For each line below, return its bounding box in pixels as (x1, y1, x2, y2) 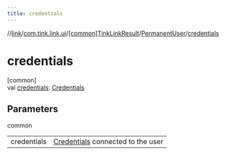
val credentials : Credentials (7, 83, 85, 92)
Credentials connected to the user (53, 137, 164, 147)
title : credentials (7, 10, 63, 17)
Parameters (7, 103, 59, 114)
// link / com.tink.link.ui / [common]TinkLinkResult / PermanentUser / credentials (7, 29, 219, 37)
